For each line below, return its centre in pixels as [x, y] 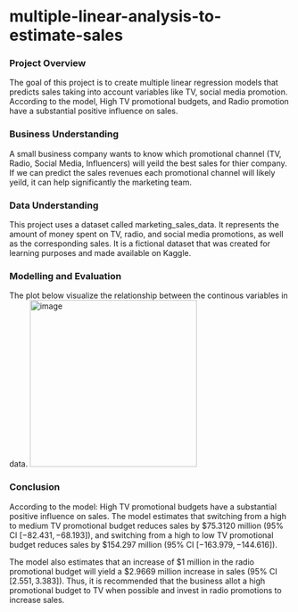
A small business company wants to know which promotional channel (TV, [145, 153]
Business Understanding [64, 134]
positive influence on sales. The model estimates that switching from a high [148, 516]
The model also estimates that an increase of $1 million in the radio [132, 562]
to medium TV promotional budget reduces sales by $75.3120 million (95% [146, 525]
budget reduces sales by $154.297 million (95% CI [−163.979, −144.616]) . [144, 544]
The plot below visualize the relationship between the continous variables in [149, 295]
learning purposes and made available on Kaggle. [100, 253]
